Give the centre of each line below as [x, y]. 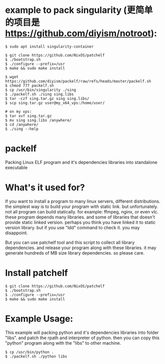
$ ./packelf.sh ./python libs [36, 356]
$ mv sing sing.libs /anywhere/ [38, 120]
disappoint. [17, 233]
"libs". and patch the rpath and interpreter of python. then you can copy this [82, 338]
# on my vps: [19, 111]
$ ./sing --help [22, 129]
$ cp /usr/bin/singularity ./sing [41, 90]
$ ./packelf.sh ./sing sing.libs [40, 94]
